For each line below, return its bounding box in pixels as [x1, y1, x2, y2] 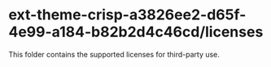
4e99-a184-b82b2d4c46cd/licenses [8, 23, 264, 41]
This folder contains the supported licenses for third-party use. [8, 49, 220, 59]
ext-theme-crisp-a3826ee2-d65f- [8, 6, 247, 24]
